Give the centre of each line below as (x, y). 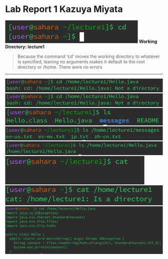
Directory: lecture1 (25, 46)
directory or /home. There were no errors (60, 67)
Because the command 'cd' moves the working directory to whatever (88, 56)
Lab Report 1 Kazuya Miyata (64, 9)
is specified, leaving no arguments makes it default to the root (81, 61)
